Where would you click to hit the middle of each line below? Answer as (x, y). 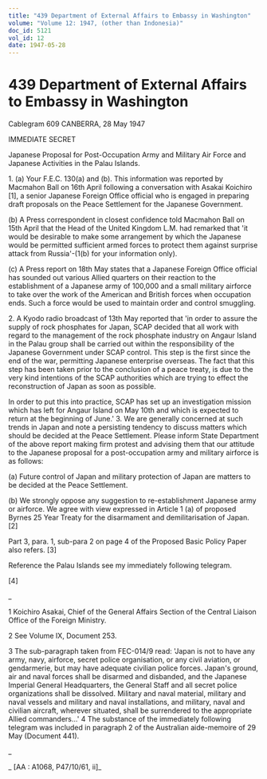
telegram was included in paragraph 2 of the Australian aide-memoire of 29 (132, 728)
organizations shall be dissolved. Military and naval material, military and (127, 694)
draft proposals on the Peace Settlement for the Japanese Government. (126, 204)
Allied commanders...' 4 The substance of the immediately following (120, 719)
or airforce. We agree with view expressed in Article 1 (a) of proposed (122, 509)
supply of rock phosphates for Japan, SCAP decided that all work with (124, 327)
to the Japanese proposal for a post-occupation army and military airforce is (133, 453)
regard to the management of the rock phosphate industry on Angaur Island (133, 335)
